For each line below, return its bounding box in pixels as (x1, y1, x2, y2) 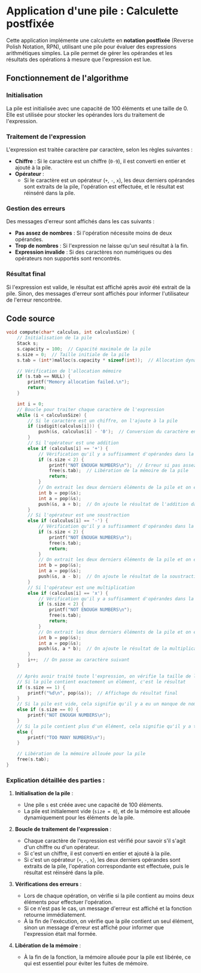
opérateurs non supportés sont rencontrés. (14, 255, 121, 262)
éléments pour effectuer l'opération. (23, 899, 113, 906)
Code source (6, 313, 55, 324)
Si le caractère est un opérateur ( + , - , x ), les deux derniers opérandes (23, 177, 195, 184)
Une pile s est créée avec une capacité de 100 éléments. (23, 801, 163, 808)
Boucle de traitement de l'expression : (14, 826, 112, 833)
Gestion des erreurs (6, 204, 66, 212)
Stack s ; (17, 340, 39, 346)
